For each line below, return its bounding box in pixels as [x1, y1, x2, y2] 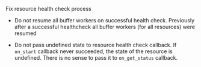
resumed [14, 30, 37, 37]
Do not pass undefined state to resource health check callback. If [14, 42, 177, 48]
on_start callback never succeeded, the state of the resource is [14, 48, 173, 55]
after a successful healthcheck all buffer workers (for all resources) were [14, 24, 196, 30]
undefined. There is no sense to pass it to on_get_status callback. [14, 54, 178, 61]
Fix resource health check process [5, 5, 91, 12]
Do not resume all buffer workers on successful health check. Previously [14, 17, 195, 24]
